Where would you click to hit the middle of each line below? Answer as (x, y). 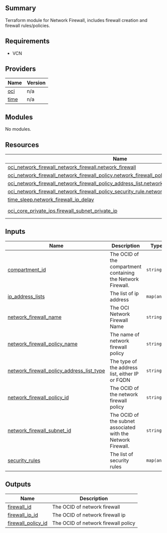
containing (122, 273)
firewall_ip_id (23, 515)
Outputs (18, 484)
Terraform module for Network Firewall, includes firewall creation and (76, 20)
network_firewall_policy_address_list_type (56, 370)
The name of (125, 335)
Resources (22, 145)
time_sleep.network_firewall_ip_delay (51, 200)
